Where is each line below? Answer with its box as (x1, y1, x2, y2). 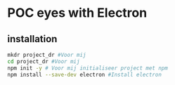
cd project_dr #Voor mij (7, 58, 80, 65)
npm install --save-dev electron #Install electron (7, 71, 162, 78)
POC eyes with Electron (7, 5, 148, 21)
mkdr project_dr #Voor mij (7, 51, 86, 58)
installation (7, 33, 58, 45)
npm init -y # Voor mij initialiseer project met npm (7, 65, 169, 72)
